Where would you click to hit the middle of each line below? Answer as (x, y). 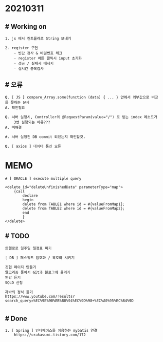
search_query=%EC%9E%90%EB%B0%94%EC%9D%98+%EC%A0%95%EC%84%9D (69, 301)
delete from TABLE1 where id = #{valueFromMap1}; (74, 204)
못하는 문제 (20, 102)
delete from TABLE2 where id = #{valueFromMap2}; (74, 208)
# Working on (26, 27)
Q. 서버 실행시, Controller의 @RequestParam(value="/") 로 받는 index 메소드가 (81, 117)
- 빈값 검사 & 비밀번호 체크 (38, 53)
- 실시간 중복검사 (29, 69)
